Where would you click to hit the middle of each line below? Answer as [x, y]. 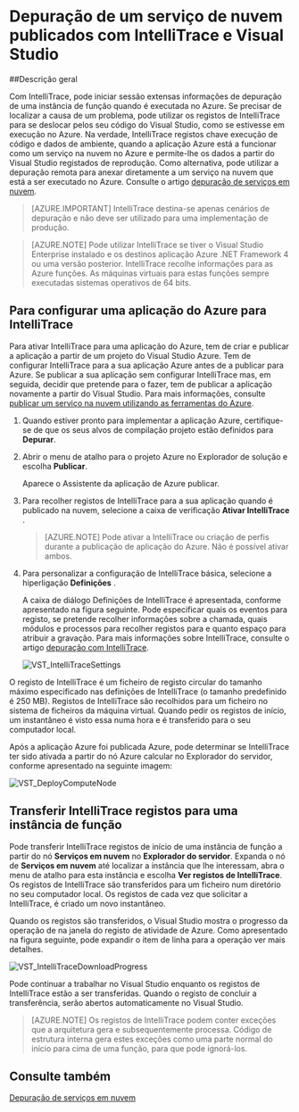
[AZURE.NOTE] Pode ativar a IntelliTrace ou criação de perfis [157, 536]
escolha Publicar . [54, 466]
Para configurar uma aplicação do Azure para [138, 311]
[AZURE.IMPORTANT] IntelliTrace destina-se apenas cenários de [150, 208]
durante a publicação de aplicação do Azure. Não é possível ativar [166, 546]
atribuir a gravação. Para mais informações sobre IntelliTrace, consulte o [156, 638]
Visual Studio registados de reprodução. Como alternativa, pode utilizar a [144, 162]
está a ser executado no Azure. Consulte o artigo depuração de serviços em [149, 181]
